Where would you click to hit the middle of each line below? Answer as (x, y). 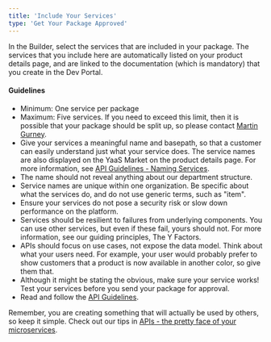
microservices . (33, 329)
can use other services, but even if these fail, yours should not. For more (141, 228)
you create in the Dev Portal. (56, 72)
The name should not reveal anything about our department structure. (136, 177)
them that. (37, 271)
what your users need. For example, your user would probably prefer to (139, 254)
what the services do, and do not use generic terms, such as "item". (133, 194)
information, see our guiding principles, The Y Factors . (110, 237)
